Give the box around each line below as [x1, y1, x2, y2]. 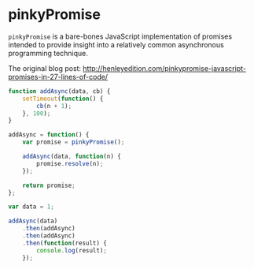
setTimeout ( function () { [22, 95, 104, 103]
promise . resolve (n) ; [36, 159, 104, 167]
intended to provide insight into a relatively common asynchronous [8, 39, 224, 49]
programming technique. [8, 48, 89, 58]
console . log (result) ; [36, 246, 108, 254]
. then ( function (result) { [22, 239, 108, 247]
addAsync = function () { [8, 131, 90, 139]
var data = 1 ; [8, 203, 55, 211]
